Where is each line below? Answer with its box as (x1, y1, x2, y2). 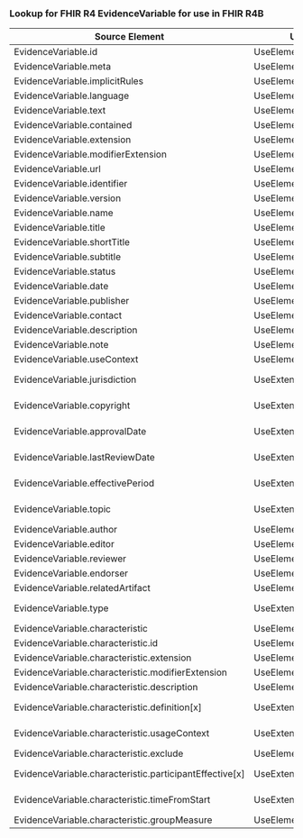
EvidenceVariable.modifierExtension (14, 148, 167, 160)
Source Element (94, 31, 165, 43)
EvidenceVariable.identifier (14, 178, 128, 190)
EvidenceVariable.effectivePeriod (14, 477, 155, 489)
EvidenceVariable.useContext (14, 353, 139, 366)
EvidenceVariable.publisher (14, 295, 130, 307)
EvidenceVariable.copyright (14, 399, 131, 412)
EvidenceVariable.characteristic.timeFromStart (14, 794, 211, 806)
